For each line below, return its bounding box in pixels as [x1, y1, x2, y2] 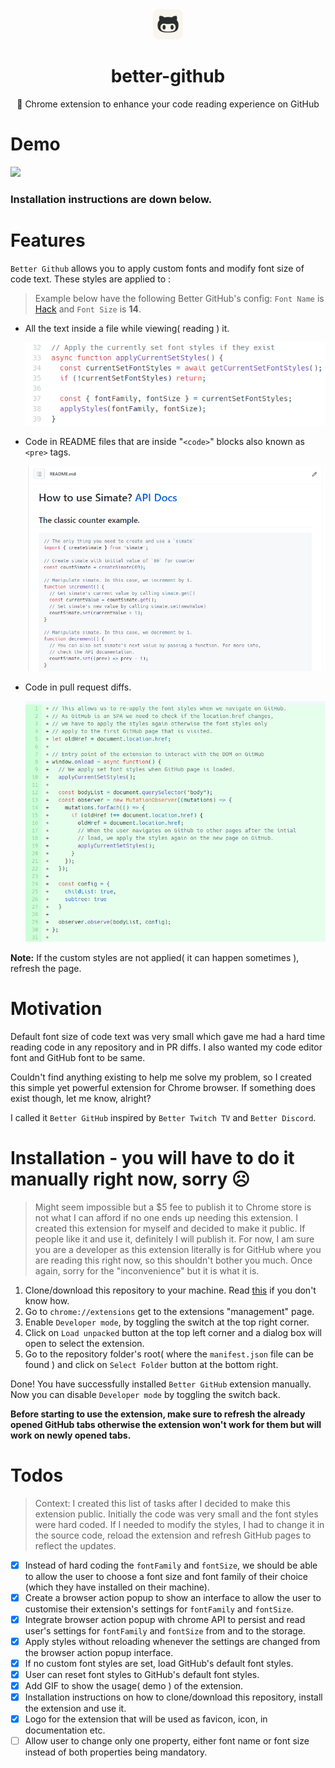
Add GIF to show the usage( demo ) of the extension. [24, 1680, 244, 1692]
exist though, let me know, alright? [10, 1092, 152, 1104]
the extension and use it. [24, 1703, 127, 1715]
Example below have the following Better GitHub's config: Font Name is [34, 292, 325, 304]
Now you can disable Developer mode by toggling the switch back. [10, 1388, 281, 1400]
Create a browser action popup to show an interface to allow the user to [24, 1591, 322, 1603]
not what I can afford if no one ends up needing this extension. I [34, 1211, 298, 1223]
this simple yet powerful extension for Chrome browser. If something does [10, 1081, 316, 1093]
